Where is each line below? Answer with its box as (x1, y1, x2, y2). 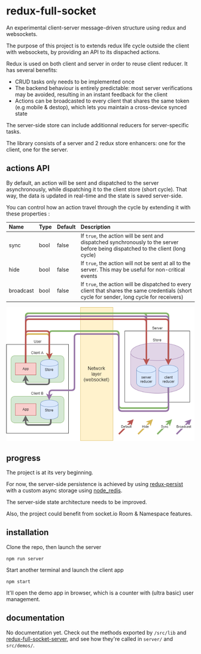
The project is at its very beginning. (6, 469, 94, 476)
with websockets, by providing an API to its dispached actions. (6, 48, 160, 55)
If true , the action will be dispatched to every (80, 281, 191, 287)
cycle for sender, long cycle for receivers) (80, 293, 184, 301)
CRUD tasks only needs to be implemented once (14, 78, 135, 85)
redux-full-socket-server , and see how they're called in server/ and (6, 635, 173, 643)
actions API (6, 163, 50, 173)
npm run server (6, 556, 44, 562)
